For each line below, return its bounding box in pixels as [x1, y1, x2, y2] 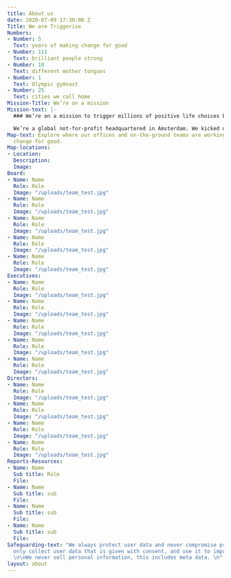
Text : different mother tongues [13, 68, 107, 74]
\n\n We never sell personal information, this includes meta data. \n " [13, 554, 223, 561]
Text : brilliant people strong [13, 55, 103, 62]
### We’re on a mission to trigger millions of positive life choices [13, 112, 220, 119]
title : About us [7, 10, 54, 17]
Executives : [7, 272, 41, 279]
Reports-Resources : [7, 458, 63, 465]
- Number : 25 [7, 87, 45, 94]
